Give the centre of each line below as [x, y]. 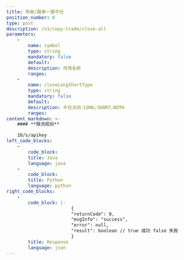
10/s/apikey [32, 135]
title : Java [43, 158]
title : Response [48, 242]
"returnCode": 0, [93, 214]
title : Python [46, 180]
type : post [20, 23]
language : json [47, 248]
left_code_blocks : [29, 141]
